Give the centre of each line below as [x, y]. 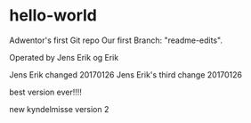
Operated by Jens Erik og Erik [64, 57]
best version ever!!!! [46, 92]
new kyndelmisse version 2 [59, 109]
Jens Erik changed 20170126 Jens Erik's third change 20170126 [126, 74]
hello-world [53, 16]
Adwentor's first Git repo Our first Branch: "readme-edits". [116, 40]
